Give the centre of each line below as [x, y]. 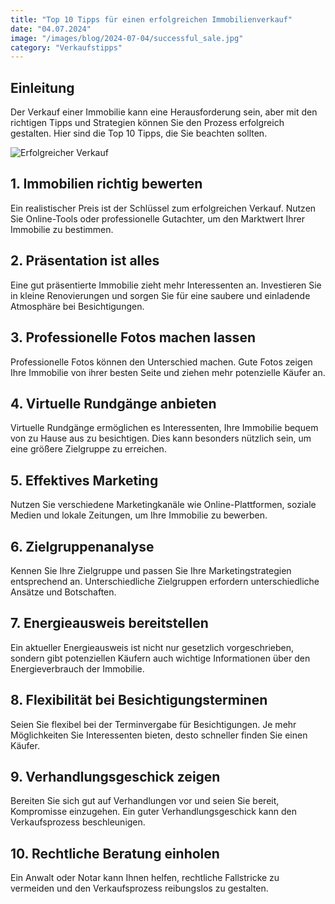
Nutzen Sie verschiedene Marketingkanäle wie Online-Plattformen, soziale [163, 505]
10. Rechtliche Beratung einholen [115, 853]
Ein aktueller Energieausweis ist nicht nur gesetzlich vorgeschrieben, [152, 647]
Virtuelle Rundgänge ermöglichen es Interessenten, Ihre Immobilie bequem [164, 428]
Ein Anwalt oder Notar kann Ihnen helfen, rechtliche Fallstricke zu [145, 878]
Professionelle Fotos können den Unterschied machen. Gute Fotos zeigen [161, 362]
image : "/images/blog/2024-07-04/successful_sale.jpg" [127, 38]
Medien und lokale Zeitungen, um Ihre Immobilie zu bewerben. [139, 515]
